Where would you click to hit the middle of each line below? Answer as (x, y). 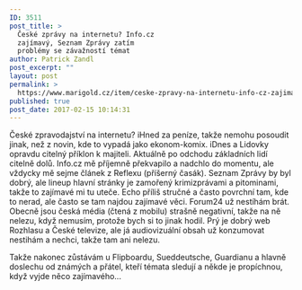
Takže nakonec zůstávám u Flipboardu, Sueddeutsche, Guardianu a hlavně (148, 258)
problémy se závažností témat (74, 51)
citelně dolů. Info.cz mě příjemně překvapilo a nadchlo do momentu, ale (142, 163)
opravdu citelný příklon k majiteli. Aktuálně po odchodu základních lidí (138, 154)
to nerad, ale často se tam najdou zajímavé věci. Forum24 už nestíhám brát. (150, 202)
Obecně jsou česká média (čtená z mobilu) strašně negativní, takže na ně (145, 211)
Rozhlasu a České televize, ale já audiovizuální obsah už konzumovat (137, 231)
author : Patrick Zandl (52, 59)
